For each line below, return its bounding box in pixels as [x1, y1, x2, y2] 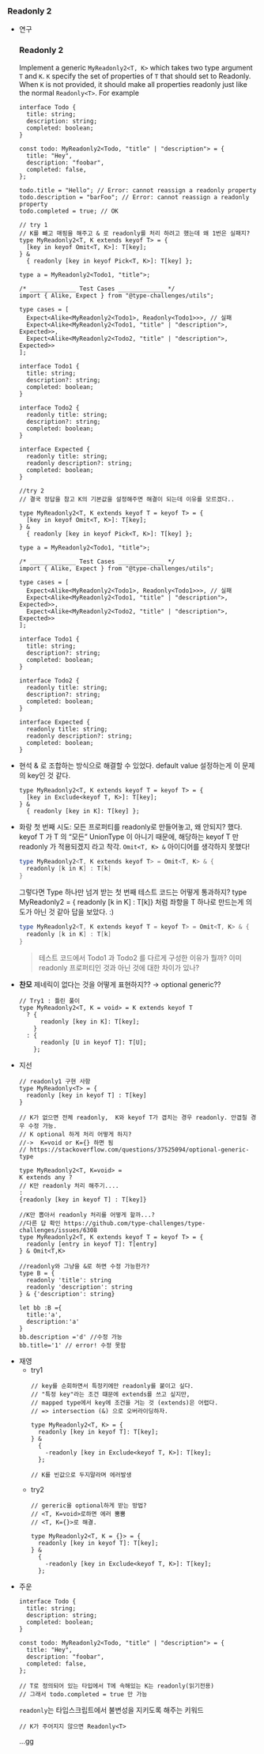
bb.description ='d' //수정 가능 [18, 1333, 123, 1341]
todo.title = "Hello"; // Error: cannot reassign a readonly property [18, 186, 257, 195]
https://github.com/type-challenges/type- [63, 1219, 206, 1227]
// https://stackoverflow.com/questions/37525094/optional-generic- [18, 1145, 250, 1154]
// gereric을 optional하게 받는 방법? [30, 1501, 147, 1510]
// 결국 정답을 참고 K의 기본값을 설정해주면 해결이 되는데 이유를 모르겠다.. [18, 495, 235, 503]
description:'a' [26, 1317, 80, 1325]
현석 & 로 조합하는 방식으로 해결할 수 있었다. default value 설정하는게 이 [18, 761, 240, 770]
